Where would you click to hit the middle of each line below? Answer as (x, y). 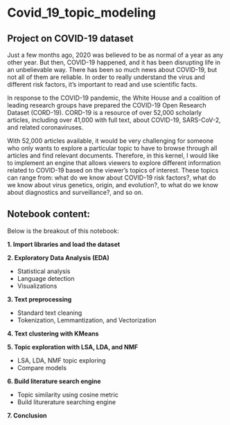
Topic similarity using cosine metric (68, 394)
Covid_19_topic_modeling (82, 13)
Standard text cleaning (50, 313)
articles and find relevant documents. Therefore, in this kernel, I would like (113, 155)
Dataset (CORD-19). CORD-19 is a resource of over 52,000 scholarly (105, 113)
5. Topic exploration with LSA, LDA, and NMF (73, 347)
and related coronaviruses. (45, 127)
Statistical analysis (44, 271)
